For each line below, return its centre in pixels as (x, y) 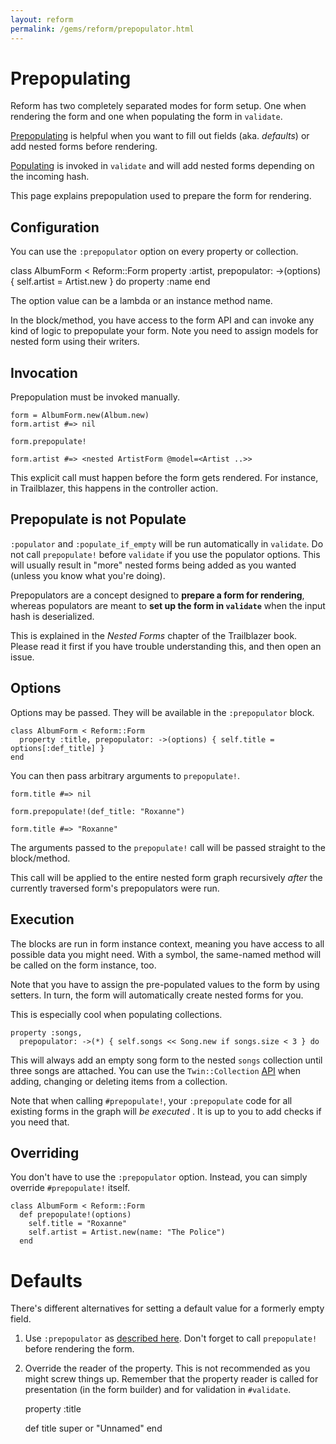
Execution (42, 919)
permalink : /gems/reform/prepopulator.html (102, 29)
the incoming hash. (50, 177)
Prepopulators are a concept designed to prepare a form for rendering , (157, 595)
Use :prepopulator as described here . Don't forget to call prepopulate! (171, 1338)
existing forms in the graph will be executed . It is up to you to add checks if (166, 1111)
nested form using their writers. (75, 342)
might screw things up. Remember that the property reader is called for (171, 1379)
